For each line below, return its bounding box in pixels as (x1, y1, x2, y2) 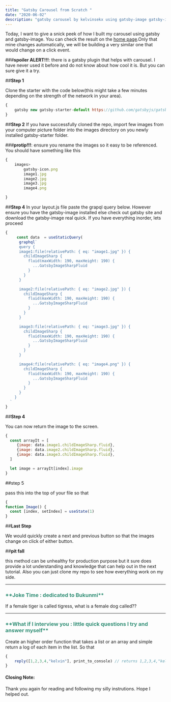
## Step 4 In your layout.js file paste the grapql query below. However (5, 204, 151, 210)
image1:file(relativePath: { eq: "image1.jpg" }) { (18, 249, 131, 254)
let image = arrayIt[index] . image (10, 466, 83, 471)
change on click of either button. (5, 538, 74, 544)
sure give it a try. (5, 68, 41, 74)
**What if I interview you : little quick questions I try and (5, 621, 149, 628)
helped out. (5, 691, 30, 697)
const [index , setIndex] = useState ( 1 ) (10, 509, 95, 514)
